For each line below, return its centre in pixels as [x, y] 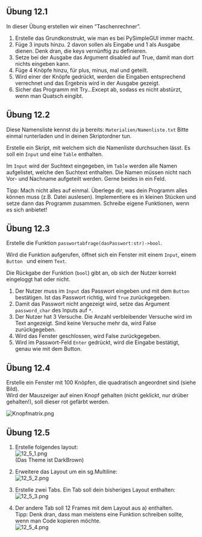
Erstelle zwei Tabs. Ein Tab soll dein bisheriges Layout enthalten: [95, 490]
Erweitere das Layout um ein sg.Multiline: [66, 472]
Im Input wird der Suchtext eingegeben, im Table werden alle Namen [92, 166]
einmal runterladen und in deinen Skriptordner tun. [69, 136]
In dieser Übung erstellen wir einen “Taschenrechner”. [74, 26]
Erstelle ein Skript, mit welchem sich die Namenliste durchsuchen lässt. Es [99, 148]
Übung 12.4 [28, 368]
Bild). [13, 389]
